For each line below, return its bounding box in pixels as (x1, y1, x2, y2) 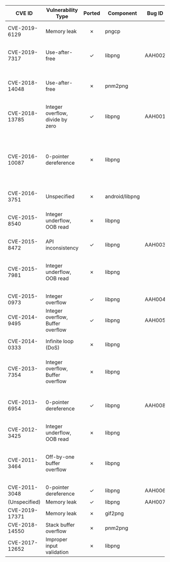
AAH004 (145, 296, 166, 303)
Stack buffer (45, 521, 75, 528)
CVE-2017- (8, 539, 38, 546)
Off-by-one (45, 453, 75, 460)
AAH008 (145, 402, 166, 409)
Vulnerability (46, 7, 78, 13)
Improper (45, 536, 67, 543)
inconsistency (45, 244, 79, 251)
